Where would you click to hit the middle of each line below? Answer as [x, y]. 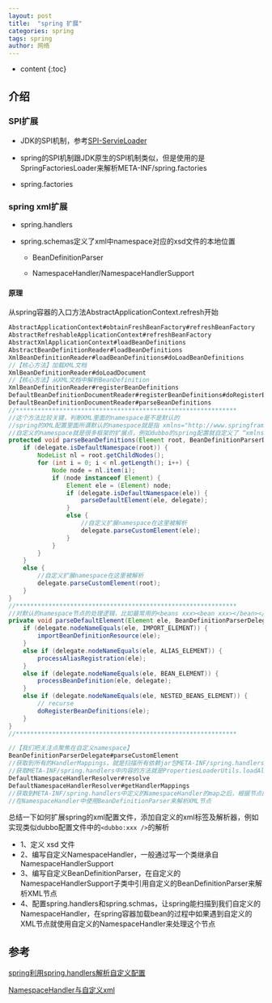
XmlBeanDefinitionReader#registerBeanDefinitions [94, 388]
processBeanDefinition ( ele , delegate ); [105, 681]
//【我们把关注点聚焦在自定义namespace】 [71, 748]
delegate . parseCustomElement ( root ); [99, 583]
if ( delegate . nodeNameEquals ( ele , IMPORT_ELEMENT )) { [115, 628]
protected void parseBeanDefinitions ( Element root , [97, 440]
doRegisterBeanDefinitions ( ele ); [94, 711]
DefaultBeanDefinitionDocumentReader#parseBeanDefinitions [110, 403]
